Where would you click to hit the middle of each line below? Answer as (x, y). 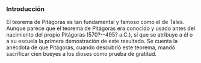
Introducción (26, 9)
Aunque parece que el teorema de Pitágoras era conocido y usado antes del (101, 28)
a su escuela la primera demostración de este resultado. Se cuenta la (92, 41)
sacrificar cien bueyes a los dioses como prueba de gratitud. (82, 54)
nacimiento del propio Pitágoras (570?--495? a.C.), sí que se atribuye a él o (100, 35)
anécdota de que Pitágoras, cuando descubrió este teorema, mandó (91, 47)
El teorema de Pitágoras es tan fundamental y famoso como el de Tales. (95, 22)
